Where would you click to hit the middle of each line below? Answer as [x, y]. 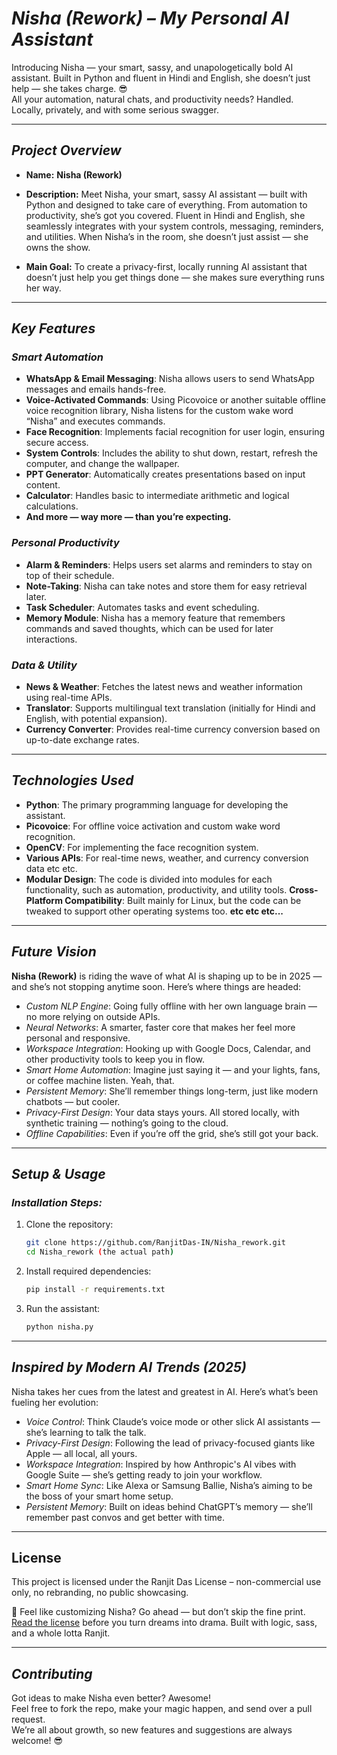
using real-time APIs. [69, 698]
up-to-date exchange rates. [82, 740]
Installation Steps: [57, 1202]
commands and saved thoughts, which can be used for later [149, 628]
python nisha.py [59, 1327]
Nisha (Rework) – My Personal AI [150, 18]
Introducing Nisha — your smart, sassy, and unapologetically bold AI [152, 67]
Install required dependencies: [88, 1271]
